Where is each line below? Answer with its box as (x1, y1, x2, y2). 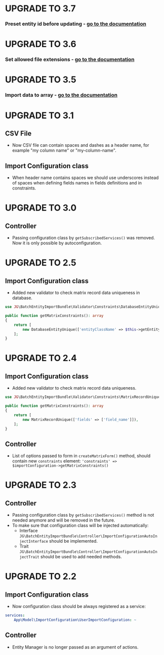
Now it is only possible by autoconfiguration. (12, 240, 102, 246)
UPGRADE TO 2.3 (5, 479, 77, 491)
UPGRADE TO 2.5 (5, 257, 77, 268)
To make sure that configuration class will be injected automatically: (12, 523, 149, 528)
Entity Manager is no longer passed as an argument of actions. (12, 644, 139, 650)
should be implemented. (49, 538, 98, 544)
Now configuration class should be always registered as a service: (12, 603, 146, 609)
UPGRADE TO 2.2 (5, 571, 77, 582)
